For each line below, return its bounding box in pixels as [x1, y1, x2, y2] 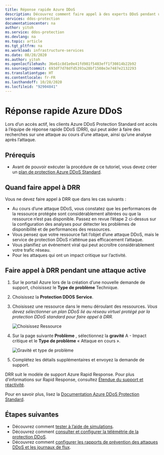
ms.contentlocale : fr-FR [5, 75, 56, 80]
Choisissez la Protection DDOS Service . [12, 294, 94, 300]
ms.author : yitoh [5, 57, 41, 62]
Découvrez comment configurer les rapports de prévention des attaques [12, 439, 158, 445]
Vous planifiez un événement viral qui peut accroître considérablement [12, 242, 155, 248]
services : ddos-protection [5, 16, 60, 21]
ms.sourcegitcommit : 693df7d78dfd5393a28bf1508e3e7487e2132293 [5, 66, 137, 71]
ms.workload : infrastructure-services [5, 48, 84, 53]
